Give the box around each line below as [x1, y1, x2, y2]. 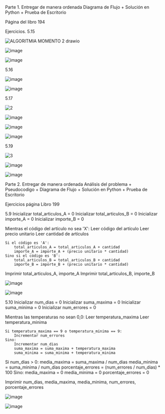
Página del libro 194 [5, 19, 45, 25]
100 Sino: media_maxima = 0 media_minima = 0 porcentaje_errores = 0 [5, 370, 149, 375]
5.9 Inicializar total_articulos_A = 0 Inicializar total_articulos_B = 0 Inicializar [5, 211, 158, 216]
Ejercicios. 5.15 [5, 29, 35, 34]
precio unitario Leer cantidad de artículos [5, 231, 89, 237]
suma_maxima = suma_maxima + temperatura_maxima [14, 346, 116, 351]
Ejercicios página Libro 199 [5, 202, 60, 207]
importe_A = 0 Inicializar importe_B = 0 [5, 216, 84, 222]
